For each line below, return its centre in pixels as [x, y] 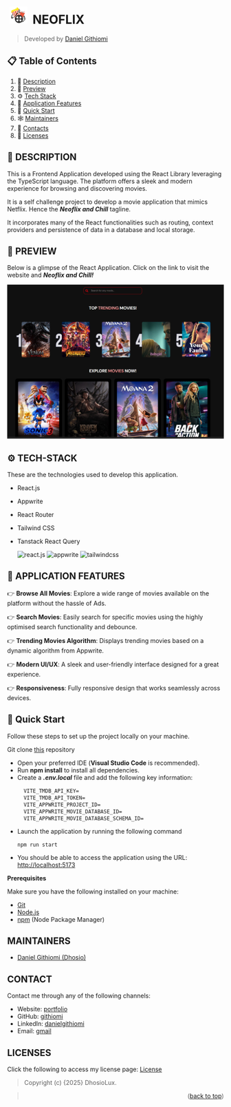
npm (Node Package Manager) [61, 919]
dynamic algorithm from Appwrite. [56, 651]
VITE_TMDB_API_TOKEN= [55, 798]
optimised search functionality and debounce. [72, 626]
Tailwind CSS [36, 528]
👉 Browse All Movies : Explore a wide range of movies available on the [108, 593]
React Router [35, 515]
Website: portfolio [42, 1009]
